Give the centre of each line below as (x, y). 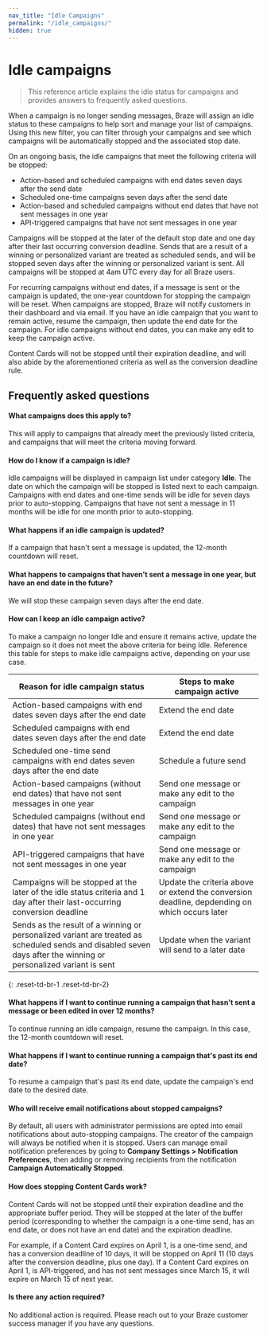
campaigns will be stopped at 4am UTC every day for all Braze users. (122, 272)
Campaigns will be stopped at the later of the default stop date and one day (132, 238)
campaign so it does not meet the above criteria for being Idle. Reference (128, 645)
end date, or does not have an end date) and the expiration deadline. (120, 1229)
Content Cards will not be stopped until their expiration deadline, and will (127, 354)
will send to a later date (202, 950)
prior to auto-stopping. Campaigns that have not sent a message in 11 (122, 503)
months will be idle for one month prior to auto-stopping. (101, 512)
